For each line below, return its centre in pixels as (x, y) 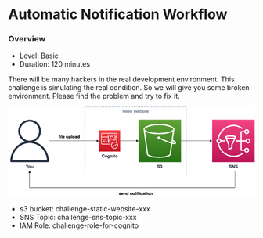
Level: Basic (39, 56)
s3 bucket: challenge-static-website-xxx (85, 209)
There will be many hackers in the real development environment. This (121, 79)
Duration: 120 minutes (55, 64)
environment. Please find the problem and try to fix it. (94, 96)
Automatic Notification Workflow (118, 14)
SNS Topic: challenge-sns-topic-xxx (78, 218)
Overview (27, 39)
